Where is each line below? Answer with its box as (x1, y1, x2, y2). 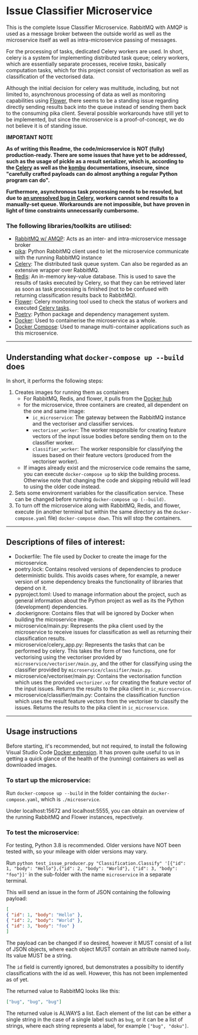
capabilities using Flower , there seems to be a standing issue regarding (6, 97, 179, 104)
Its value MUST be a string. (6, 952, 72, 959)
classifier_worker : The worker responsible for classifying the (32, 445, 183, 452)
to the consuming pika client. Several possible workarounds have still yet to (6, 110, 189, 117)
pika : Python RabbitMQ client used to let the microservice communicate (14, 247, 189, 255)
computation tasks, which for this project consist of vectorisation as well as (6, 66, 189, 73)
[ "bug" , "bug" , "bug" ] (6, 999, 62, 1005)
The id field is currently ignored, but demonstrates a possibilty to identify (6, 963, 184, 970)
